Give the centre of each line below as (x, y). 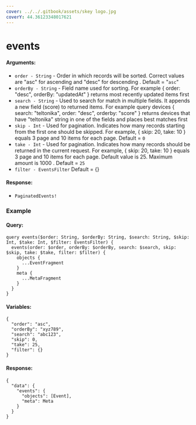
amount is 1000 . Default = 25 (50, 163)
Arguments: (21, 63)
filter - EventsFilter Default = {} (57, 169)
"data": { (23, 386)
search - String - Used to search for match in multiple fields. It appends (102, 100)
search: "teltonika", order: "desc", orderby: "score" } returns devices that (102, 113)
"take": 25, (26, 345)
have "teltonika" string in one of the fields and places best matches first (101, 119)
